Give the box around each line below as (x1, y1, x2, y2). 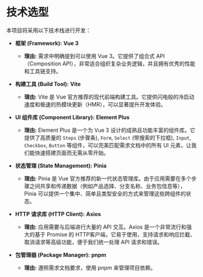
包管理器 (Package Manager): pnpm (14, 251, 107, 258)
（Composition (24, 60, 62, 67)
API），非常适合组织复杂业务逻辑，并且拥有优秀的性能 (62, 60, 196, 67)
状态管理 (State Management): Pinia (14, 161, 107, 169)
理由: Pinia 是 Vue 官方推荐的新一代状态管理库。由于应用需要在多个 (24, 175, 192, 182)
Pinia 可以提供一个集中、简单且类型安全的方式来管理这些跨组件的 (24, 190, 186, 197)
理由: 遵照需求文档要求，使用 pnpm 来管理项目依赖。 (24, 264, 156, 271)
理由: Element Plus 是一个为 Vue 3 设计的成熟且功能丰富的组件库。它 (24, 126, 195, 134)
